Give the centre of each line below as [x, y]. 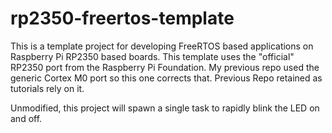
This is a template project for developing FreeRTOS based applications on [162, 46]
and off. [26, 118]
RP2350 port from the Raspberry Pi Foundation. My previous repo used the [165, 67]
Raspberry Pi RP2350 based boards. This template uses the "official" [152, 56]
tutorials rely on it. [47, 88]
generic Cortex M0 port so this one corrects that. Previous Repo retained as [166, 78]
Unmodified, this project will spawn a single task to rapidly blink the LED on [165, 108]
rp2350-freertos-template [122, 18]
